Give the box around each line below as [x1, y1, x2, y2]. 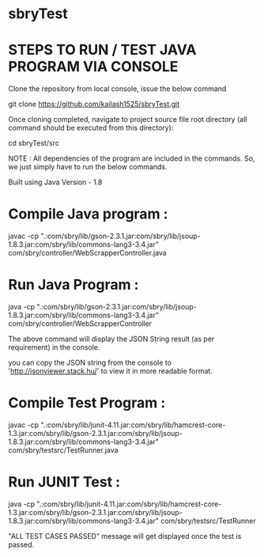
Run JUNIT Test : [8, 473, 121, 491]
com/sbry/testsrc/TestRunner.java [8, 445, 119, 455]
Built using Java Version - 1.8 [8, 177, 103, 187]
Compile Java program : [8, 205, 168, 223]
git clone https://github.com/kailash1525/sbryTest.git [8, 100, 180, 109]
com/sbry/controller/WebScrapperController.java [8, 248, 168, 258]
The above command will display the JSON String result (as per [8, 334, 215, 343]
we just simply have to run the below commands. [8, 162, 168, 172]
